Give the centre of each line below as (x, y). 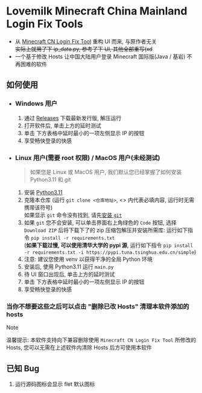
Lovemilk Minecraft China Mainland (97, 11)
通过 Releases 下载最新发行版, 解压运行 (73, 118)
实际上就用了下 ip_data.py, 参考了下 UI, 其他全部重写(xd (84, 49)
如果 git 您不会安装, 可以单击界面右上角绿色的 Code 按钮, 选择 (100, 222)
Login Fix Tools (45, 24)
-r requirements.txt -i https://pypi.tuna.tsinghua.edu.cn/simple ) (110, 252)
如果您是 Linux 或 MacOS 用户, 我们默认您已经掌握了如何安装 (106, 172)
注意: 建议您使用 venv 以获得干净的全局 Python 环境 (88, 259)
